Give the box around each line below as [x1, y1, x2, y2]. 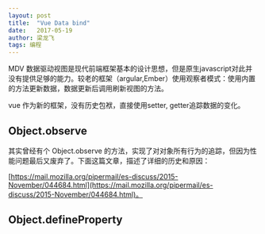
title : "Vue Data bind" [8, 19, 90, 27]
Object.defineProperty [8, 213, 123, 227]
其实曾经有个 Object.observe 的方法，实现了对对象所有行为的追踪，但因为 [8, 146, 251, 155]
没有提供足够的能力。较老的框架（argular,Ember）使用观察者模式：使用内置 [8, 74, 256, 83]
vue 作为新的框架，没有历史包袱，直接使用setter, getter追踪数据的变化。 [8, 101, 245, 110]
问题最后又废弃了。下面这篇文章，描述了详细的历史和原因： [14, 155, 210, 165]
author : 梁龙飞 [8, 33, 55, 42]
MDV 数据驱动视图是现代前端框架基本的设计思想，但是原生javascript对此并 [8, 64, 252, 74]
